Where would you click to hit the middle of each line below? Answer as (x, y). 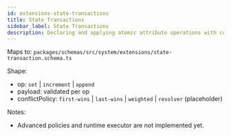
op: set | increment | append (56, 84)
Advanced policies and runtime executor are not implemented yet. (110, 125)
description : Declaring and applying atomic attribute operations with (112, 32)
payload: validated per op (53, 92)
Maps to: (20, 52)
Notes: (16, 112)
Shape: (17, 71)
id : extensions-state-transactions (58, 13)
